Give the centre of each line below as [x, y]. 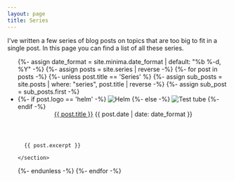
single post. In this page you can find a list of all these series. [96, 48]
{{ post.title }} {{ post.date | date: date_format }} [123, 114]
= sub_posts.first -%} [48, 92]
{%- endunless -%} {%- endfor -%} [69, 170]
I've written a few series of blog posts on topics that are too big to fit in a [112, 40]
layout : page [26, 14]
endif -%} [32, 106]
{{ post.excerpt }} [52, 145]
